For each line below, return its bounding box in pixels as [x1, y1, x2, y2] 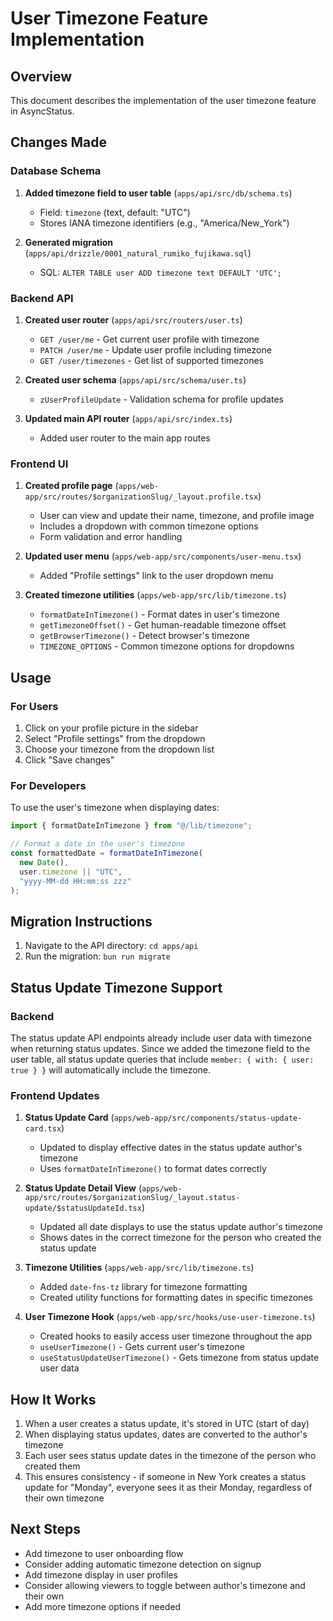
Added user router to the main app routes [39, 432, 211, 444]
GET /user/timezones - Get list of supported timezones [39, 354, 265, 366]
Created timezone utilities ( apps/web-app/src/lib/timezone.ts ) [24, 589, 287, 601]
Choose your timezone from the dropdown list [24, 743, 215, 755]
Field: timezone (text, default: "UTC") [39, 206, 191, 218]
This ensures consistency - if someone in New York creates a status [24, 1471, 307, 1482]
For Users [10, 699, 59, 713]
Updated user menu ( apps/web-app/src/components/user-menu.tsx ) [24, 550, 302, 562]
